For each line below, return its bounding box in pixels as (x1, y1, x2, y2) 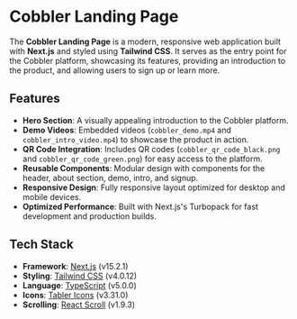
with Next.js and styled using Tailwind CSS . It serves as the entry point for (9, 45, 287, 56)
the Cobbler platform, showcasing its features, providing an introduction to (9, 55, 286, 66)
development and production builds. (22, 210, 157, 222)
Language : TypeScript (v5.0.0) (22, 279, 137, 290)
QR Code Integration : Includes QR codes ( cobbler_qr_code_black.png (22, 143, 281, 154)
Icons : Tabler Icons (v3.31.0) (22, 289, 129, 300)
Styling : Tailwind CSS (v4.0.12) (22, 270, 138, 281)
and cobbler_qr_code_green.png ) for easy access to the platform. (22, 153, 263, 164)
